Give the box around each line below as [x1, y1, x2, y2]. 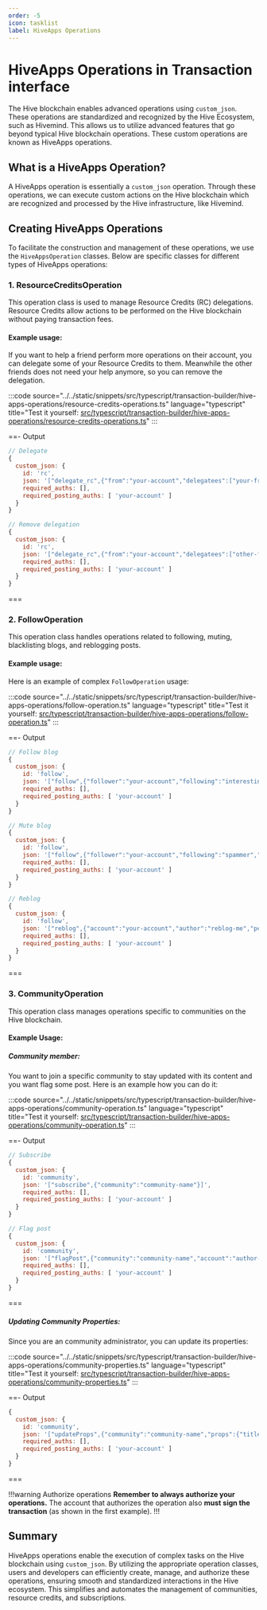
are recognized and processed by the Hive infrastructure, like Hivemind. [8, 199, 244, 208]
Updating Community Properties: [8, 1317, 121, 1326]
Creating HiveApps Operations [8, 222, 163, 235]
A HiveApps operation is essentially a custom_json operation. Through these [8, 182, 256, 192]
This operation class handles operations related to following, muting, [8, 632, 233, 642]
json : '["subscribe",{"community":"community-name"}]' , [22, 1181, 212, 1189]
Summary [8, 1530, 58, 1543]
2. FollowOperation [8, 614, 83, 625]
